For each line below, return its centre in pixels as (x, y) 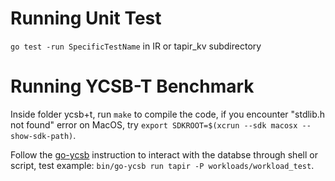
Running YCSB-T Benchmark (132, 86)
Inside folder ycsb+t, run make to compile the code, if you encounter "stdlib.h (168, 114)
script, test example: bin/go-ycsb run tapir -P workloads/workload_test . (162, 165)
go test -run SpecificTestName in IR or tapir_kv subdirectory (136, 46)
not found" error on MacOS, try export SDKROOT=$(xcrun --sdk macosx (154, 124)
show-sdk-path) (42, 136)
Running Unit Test (86, 18)
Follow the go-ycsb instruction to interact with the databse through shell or (164, 154)
